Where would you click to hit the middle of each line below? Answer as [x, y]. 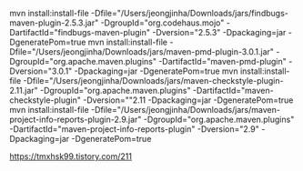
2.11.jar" [24, 91]
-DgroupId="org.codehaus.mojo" [162, 23]
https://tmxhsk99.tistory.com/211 [71, 156]
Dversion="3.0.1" [41, 71]
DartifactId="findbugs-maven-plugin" [80, 32]
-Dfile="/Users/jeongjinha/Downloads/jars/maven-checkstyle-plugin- [153, 80]
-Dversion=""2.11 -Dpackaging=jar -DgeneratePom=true [188, 100]
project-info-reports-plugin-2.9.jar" [76, 119]
